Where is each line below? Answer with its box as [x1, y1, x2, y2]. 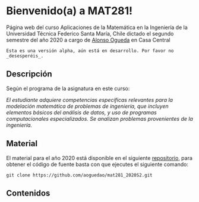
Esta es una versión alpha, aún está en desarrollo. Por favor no [6, 47, 174, 54]
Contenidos [6, 188, 50, 198]
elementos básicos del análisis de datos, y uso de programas [6, 108, 157, 116]
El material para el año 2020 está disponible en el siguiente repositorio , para [6, 154, 193, 161]
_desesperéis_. [6, 53, 44, 59]
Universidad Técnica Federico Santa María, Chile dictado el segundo [6, 30, 174, 37]
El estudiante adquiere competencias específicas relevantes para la [6, 96, 173, 103]
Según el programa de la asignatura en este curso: [6, 85, 130, 92]
